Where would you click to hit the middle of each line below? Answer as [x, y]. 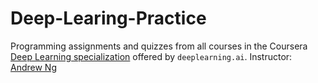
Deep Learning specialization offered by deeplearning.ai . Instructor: [151, 56]
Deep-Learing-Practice [108, 18]
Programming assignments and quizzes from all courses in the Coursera [159, 46]
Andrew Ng [33, 67]
